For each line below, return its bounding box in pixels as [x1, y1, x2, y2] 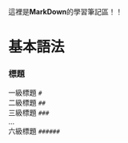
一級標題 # [8, 88, 42, 97]
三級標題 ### [8, 108, 50, 117]
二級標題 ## [8, 98, 46, 108]
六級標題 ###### [8, 126, 60, 136]
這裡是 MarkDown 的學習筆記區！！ [8, 7, 123, 16]
